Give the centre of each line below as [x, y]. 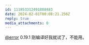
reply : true [17, 18]
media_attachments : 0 [27, 23]
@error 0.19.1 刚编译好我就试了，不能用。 [46, 37]
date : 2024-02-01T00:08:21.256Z [37, 14]
